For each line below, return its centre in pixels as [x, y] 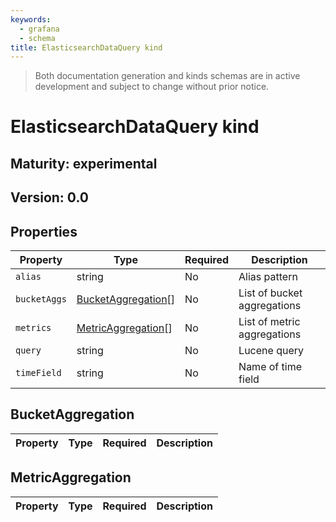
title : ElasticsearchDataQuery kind [86, 47]
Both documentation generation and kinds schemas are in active [167, 76]
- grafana [39, 29]
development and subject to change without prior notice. [152, 87]
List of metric [269, 322]
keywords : [31, 19]
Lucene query [271, 351]
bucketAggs [41, 299]
